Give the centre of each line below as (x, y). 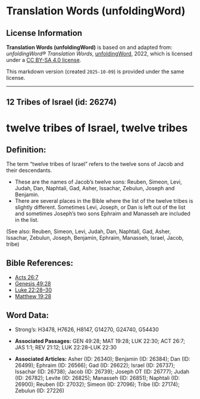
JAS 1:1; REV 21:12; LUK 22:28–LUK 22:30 (66, 348)
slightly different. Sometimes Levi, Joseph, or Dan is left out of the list (100, 208)
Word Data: (28, 315)
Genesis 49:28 (33, 284)
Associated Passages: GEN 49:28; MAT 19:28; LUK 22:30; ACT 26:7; (100, 341)
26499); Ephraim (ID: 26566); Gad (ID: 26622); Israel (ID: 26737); (95, 366)
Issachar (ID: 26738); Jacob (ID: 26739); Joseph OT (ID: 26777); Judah (102, 372)
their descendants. (29, 171)
